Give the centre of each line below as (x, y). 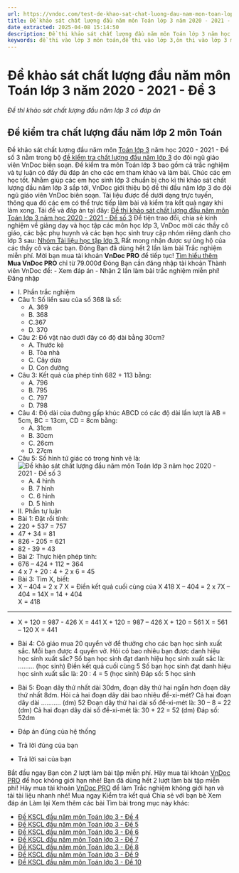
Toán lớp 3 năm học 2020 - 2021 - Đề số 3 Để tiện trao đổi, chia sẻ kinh (112, 218)
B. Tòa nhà (44, 352)
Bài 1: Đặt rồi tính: (43, 518)
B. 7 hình (41, 488)
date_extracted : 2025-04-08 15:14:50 (63, 27)
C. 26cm (41, 443)
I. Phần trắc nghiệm (46, 291)
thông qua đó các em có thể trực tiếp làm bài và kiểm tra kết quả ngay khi (115, 203)
